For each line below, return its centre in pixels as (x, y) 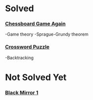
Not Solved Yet (36, 77)
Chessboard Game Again (35, 24)
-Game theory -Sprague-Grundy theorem (47, 34)
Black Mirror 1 (22, 92)
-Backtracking (19, 58)
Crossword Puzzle (27, 47)
